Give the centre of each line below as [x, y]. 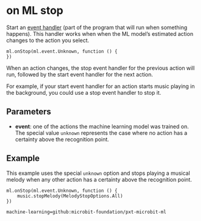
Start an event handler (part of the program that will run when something [97, 27]
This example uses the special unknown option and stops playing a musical [98, 173]
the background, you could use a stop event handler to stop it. [84, 92]
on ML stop [35, 11]
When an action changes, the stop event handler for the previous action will [100, 68]
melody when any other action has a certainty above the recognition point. [99, 179]
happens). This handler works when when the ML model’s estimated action [100, 33]
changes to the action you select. [48, 40]
